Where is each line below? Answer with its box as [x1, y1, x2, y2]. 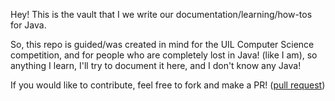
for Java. [10, 19, 47, 31]
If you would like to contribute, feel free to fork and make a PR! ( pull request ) [10, 79, 326, 91]
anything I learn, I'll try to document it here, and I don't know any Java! [10, 60, 302, 71]
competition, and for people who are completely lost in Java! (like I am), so [10, 49, 318, 61]
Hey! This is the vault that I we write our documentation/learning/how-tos [10, 9, 313, 20]
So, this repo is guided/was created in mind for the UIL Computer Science [10, 39, 315, 50]
